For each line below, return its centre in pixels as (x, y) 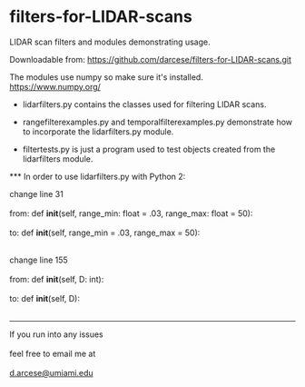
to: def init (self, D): (44, 298)
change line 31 (36, 193)
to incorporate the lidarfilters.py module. (98, 131)
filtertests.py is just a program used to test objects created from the (149, 149)
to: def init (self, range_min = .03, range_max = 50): (105, 233)
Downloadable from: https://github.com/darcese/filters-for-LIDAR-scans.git (151, 59)
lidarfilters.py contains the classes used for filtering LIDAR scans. (144, 104)
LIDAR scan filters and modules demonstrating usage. (110, 42)
